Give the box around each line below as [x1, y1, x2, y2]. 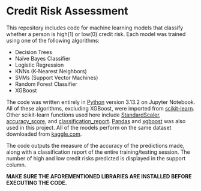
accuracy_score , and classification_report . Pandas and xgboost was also [6, 117, 186, 124]
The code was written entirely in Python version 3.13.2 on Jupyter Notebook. [6, 98, 196, 106]
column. [6, 161, 26, 168]
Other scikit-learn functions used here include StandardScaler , [6, 111, 161, 118]
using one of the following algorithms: [6, 37, 100, 44]
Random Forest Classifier [14, 80, 77, 88]
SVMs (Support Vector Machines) [14, 74, 98, 81]
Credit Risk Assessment [6, 4, 128, 18]
